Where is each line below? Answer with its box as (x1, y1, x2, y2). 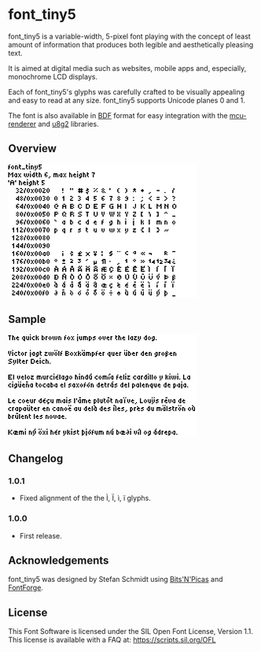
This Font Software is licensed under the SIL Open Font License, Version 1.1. (8, 627, 254, 636)
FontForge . (8, 583, 43, 592)
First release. (19, 531, 62, 540)
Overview (8, 142, 57, 155)
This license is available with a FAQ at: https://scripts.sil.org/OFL (8, 635, 216, 645)
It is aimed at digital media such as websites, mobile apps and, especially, (8, 63, 247, 72)
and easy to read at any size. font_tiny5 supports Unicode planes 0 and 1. (8, 95, 245, 105)
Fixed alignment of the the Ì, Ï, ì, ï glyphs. (19, 494, 151, 503)
